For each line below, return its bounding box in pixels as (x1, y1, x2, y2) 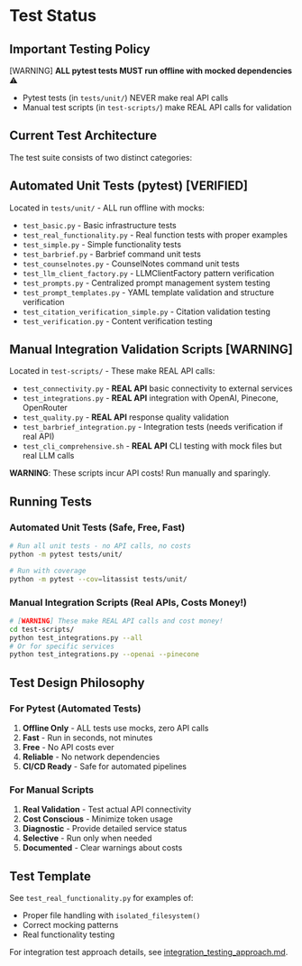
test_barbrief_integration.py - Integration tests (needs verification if (22, 422, 284, 432)
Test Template (9, 868, 92, 884)
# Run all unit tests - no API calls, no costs (9, 542, 192, 551)
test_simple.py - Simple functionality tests (22, 238, 182, 249)
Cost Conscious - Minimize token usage (22, 813, 173, 824)
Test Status (9, 5, 97, 26)
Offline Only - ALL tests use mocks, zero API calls (22, 722, 209, 733)
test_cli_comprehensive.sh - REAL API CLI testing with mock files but (22, 441, 282, 451)
